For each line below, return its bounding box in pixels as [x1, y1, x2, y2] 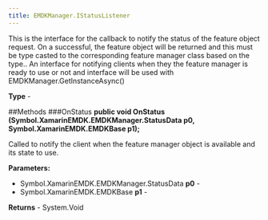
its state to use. [8, 147, 59, 157]
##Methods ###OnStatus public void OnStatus [8, 107, 166, 116]
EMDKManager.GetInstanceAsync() [8, 76, 126, 85]
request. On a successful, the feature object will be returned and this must [8, 41, 254, 52]
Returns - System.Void [8, 202, 84, 212]
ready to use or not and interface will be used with [8, 67, 174, 77]
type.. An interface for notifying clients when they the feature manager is [8, 59, 248, 69]
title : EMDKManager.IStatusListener [8, 11, 130, 20]
